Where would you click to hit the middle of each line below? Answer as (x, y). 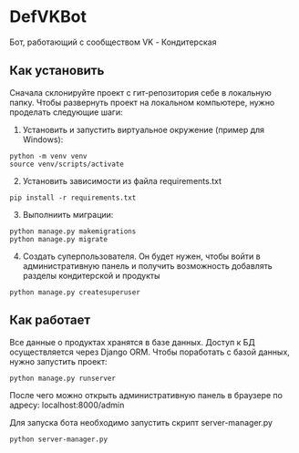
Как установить (57, 71)
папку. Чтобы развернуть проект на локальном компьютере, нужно (142, 102)
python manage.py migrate (58, 239)
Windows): (43, 139)
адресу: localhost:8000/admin (67, 405)
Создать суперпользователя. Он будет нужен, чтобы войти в (142, 256)
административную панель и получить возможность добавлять (148, 265)
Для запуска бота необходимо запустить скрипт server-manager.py (141, 422)
